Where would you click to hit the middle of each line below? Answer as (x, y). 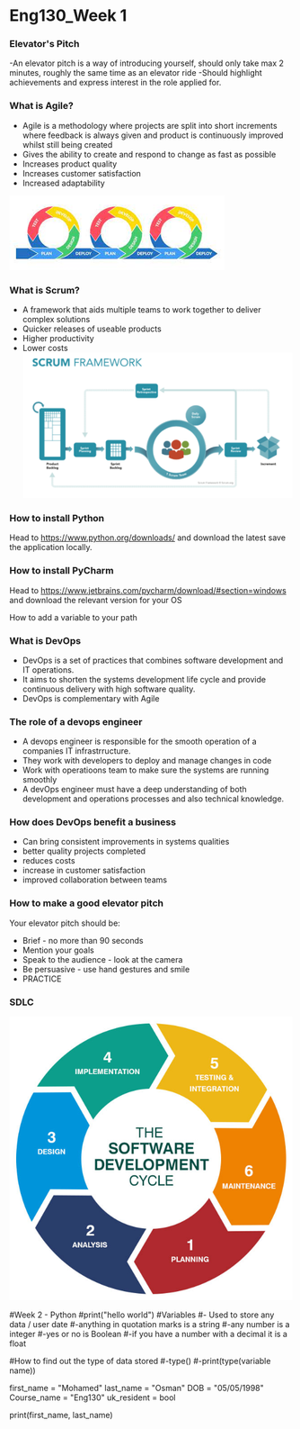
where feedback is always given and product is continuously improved (153, 135)
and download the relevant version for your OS (96, 600)
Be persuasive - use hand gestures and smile (106, 969)
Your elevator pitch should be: (65, 923)
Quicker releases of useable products (92, 329)
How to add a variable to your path (73, 617)
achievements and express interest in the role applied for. (115, 83)
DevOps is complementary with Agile (91, 698)
